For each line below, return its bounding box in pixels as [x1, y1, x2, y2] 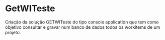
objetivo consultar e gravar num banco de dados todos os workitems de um [5, 24, 161, 30]
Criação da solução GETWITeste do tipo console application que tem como [5, 19, 159, 25]
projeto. [5, 29, 21, 35]
